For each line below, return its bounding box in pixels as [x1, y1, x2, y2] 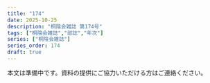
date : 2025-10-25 [7, 17, 58, 24]
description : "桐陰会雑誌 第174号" [7, 23, 103, 30]
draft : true [7, 49, 42, 56]
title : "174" [7, 10, 45, 17]
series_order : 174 [7, 42, 60, 49]
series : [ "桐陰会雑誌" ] [7, 36, 71, 43]
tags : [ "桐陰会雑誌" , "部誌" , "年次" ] [7, 29, 104, 37]
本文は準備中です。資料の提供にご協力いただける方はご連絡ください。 [7, 68, 207, 77]
